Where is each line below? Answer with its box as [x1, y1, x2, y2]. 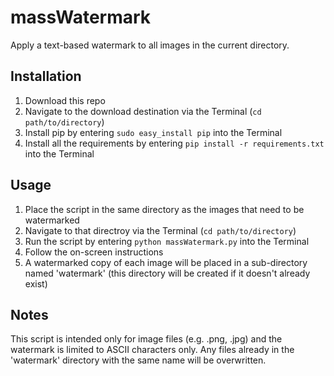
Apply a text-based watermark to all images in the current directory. [10, 39, 290, 51]
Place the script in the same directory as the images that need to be [24, 203, 305, 215]
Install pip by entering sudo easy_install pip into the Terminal [24, 126, 283, 138]
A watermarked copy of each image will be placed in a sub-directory [24, 256, 308, 268]
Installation [10, 68, 82, 85]
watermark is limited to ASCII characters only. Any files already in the [10, 344, 295, 356]
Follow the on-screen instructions [24, 246, 164, 258]
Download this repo [24, 94, 106, 106]
